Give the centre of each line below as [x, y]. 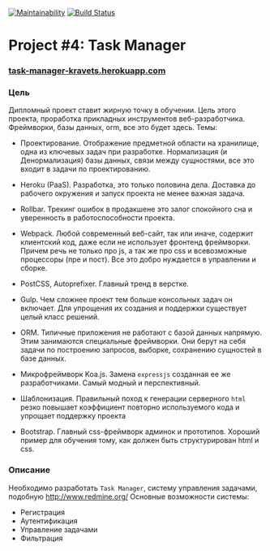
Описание [30, 470]
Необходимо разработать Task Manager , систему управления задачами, [133, 488]
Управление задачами [59, 529]
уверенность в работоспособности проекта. [97, 218]
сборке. [34, 268]
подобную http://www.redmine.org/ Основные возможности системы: [129, 497]
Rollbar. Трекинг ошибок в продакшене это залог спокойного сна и [136, 209]
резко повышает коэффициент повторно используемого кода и [130, 407]
